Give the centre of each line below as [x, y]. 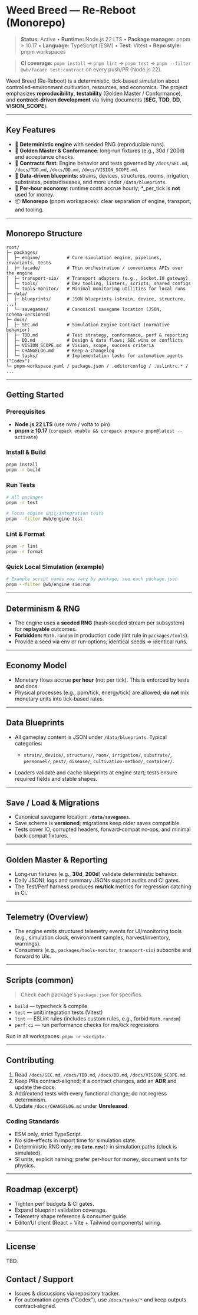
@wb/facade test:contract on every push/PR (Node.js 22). [91, 69]
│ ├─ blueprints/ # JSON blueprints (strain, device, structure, [96, 299]
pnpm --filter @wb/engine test [44, 519]
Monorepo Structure [44, 234]
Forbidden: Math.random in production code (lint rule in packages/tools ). [102, 635]
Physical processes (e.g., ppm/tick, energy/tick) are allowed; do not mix [102, 692]
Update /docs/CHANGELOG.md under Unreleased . [72, 1106]
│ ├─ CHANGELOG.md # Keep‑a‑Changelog [60, 351]
